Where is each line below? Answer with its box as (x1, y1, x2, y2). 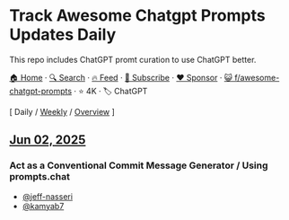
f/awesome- (234, 72, 280, 83)
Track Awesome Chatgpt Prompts (9, 5, 267, 26)
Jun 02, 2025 (9, 132, 86, 148)
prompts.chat (9, 171, 70, 183)
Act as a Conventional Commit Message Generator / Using (9, 159, 268, 172)
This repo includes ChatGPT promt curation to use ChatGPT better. (9, 54, 257, 65)
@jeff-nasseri (22, 190, 74, 202)
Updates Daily (9, 24, 117, 45)
